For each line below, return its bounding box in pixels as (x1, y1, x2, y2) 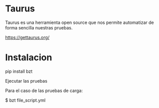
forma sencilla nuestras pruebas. (5, 24, 73, 30)
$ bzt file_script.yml (5, 97, 46, 103)
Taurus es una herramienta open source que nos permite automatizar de (5, 19, 154, 25)
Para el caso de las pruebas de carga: (5, 88, 83, 94)
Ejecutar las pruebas (5, 78, 47, 84)
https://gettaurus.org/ (5, 34, 50, 40)
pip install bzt (5, 68, 33, 74)
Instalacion (5, 52, 52, 63)
